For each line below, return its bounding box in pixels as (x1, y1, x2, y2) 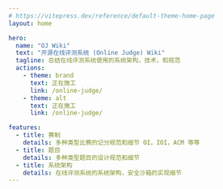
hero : (8, 34, 27, 42)
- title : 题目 (15, 146, 61, 154)
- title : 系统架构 (15, 161, 73, 170)
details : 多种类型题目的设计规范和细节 (23, 153, 140, 162)
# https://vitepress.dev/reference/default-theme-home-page (8, 11, 216, 20)
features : (8, 124, 42, 132)
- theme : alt (23, 94, 67, 102)
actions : (15, 64, 45, 73)
